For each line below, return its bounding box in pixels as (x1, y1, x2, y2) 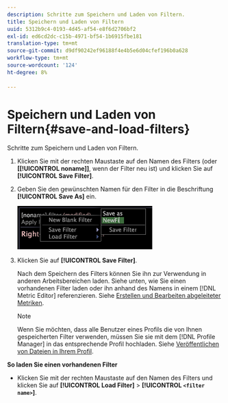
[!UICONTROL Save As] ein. (16, 192, 97, 200)
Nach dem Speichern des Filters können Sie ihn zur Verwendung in (16, 270, 207, 278)
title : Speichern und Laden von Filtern (7, 18, 125, 25)
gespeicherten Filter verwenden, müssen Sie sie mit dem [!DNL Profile (16, 333, 216, 341)
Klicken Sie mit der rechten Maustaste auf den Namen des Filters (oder (16, 157, 218, 165)
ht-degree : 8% (7, 69, 48, 76)
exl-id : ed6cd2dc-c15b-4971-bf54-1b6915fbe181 (7, 33, 142, 40)
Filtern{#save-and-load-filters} (7, 121, 190, 137)
